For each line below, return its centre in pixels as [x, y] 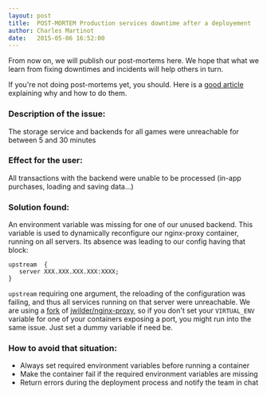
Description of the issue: [57, 114]
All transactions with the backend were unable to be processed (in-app [125, 178]
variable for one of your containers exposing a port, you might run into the [130, 319]
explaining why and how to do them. [68, 94]
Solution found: [39, 207]
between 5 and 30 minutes [52, 140]
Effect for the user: [45, 161]
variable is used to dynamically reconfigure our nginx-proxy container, [124, 233]
